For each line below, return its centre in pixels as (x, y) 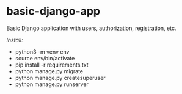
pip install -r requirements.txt (52, 65)
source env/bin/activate (45, 58)
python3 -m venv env (42, 52)
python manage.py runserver (52, 84)
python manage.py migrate (49, 71)
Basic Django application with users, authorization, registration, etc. (91, 28)
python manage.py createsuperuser (60, 78)
